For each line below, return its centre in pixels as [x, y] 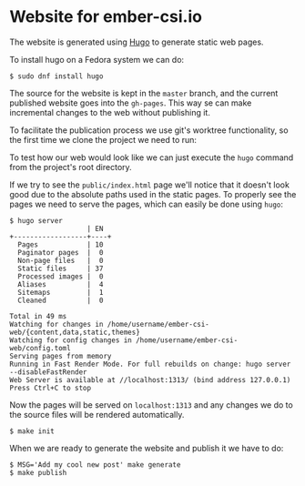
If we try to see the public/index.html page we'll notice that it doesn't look [149, 185]
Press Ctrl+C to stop [51, 388]
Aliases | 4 [61, 284]
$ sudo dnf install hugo [56, 76]
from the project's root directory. [71, 167]
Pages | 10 [61, 244]
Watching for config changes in [71, 340]
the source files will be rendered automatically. [97, 414]
